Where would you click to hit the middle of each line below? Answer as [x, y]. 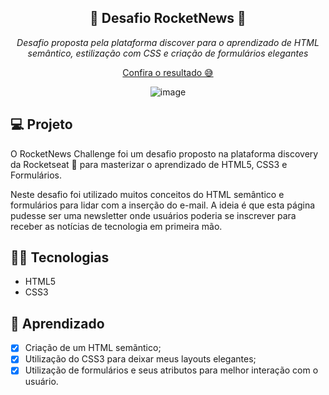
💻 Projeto [41, 124]
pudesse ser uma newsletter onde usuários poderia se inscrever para [153, 215]
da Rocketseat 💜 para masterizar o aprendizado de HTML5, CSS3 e [149, 164]
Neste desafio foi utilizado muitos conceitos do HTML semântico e [147, 194]
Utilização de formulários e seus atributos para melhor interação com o [171, 370]
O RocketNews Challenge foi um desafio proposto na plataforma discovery [164, 153]
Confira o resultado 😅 [168, 72]
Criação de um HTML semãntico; [93, 348]
